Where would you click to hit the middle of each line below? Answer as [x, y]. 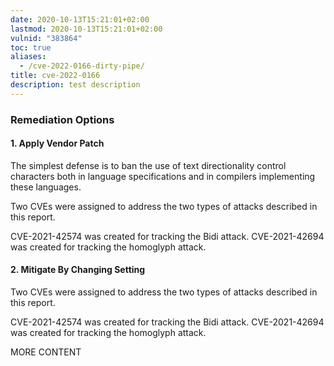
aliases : [28, 57]
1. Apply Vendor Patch [57, 143]
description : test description [75, 85]
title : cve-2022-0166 [55, 76]
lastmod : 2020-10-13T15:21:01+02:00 [86, 29]
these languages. [46, 187]
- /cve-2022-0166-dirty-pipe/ [82, 66]
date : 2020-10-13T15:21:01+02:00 [80, 19]
